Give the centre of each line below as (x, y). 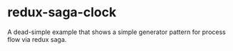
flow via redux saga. (37, 39)
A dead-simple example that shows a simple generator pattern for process (116, 32)
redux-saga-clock (62, 12)
